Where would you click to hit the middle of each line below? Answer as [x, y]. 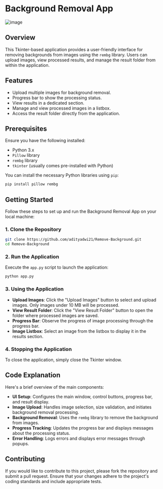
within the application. [27, 65]
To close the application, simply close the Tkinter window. [64, 360]
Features [19, 81]
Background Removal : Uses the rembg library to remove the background [85, 417]
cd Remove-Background [27, 244]
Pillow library [26, 155]
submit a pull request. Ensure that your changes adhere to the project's [77, 476]
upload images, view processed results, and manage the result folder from [81, 60]
